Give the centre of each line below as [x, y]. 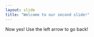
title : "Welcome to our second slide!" [48, 15]
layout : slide [20, 10]
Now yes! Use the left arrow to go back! [47, 29]
